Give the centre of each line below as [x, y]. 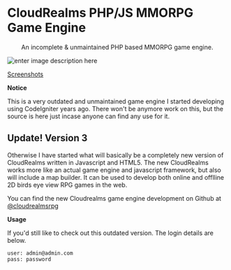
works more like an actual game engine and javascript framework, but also [114, 170]
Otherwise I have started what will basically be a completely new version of [115, 155]
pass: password [29, 259]
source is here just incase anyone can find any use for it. [88, 116]
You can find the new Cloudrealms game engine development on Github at [114, 198]
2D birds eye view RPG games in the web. [67, 185]
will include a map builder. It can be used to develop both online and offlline [116, 177]
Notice [17, 87]
